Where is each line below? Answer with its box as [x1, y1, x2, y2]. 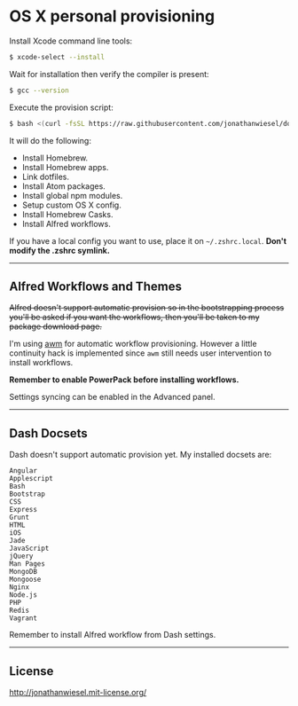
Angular [9, 467, 38, 475]
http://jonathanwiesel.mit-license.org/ [9, 687, 147, 697]
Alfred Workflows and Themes [9, 278, 182, 294]
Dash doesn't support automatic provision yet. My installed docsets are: [9, 450, 272, 460]
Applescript [9, 475, 53, 483]
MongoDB [9, 568, 38, 577]
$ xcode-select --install [9, 52, 105, 61]
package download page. [9, 321, 102, 332]
